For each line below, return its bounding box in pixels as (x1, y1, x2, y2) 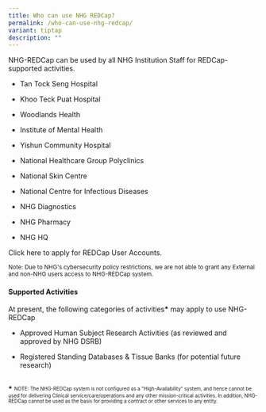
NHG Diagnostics (19, 202, 77, 212)
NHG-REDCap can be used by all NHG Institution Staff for (8, 55, 196, 65)
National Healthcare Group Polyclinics (19, 156, 145, 166)
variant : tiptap (8, 26, 62, 34)
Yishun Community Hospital (19, 140, 111, 151)
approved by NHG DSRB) (19, 337, 102, 346)
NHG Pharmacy (19, 217, 71, 227)
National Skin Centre (19, 171, 87, 181)
